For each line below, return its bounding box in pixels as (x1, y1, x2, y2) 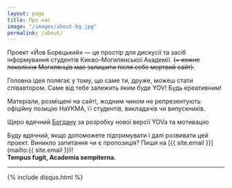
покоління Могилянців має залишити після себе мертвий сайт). (7, 63, 195, 71)
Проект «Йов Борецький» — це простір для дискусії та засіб (7, 48, 186, 57)
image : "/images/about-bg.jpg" (7, 23, 97, 30)
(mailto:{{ (7, 146, 35, 154)
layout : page (7, 10, 45, 17)
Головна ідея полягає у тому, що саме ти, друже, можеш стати (7, 77, 193, 85)
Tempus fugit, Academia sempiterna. (7, 153, 116, 162)
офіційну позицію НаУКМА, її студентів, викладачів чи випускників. (7, 104, 206, 113)
